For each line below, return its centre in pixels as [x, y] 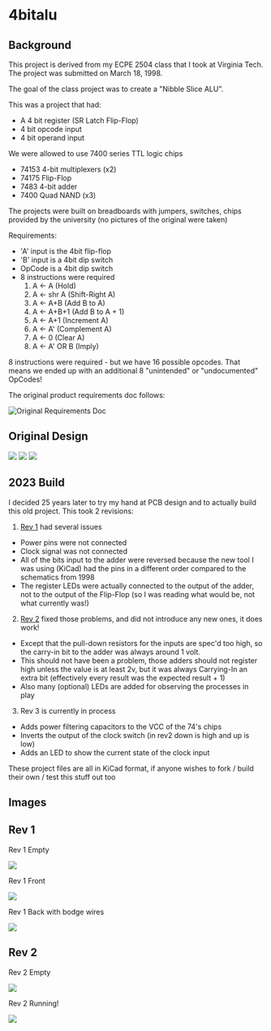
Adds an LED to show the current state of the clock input [115, 752]
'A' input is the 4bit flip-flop [66, 251]
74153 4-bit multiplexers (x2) [68, 169]
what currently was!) [54, 603]
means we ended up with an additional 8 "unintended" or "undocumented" [133, 371]
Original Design [48, 437]
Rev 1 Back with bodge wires [56, 911]
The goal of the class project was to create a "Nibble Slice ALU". [116, 89]
